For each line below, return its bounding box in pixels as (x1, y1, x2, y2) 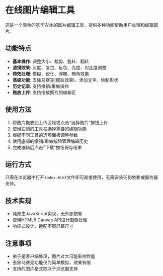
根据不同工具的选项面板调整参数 (12, 132, 78, 138)
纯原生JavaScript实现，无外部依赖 (12, 211, 83, 217)
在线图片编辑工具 (5, 4, 76, 16)
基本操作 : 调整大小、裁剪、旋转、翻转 (12, 58, 89, 64)
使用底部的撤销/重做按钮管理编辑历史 (12, 138, 88, 144)
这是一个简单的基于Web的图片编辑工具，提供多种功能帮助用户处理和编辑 (5, 22, 154, 28)
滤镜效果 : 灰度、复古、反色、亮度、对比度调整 (12, 64, 107, 70)
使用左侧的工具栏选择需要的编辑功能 (12, 125, 87, 132)
